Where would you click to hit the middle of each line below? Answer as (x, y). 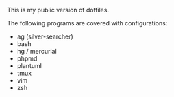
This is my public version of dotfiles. (58, 10)
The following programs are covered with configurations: (87, 23)
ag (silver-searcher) (45, 36)
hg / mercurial (37, 51)
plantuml (29, 66)
